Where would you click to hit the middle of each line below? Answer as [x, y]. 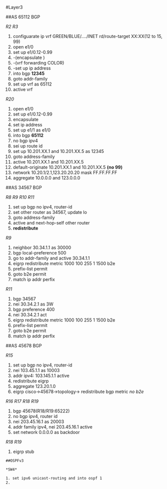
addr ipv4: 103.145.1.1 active [41, 375]
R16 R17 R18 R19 [22, 401]
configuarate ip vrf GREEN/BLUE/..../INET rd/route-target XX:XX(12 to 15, [88, 36]
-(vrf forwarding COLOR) [38, 63]
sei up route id [28, 146]
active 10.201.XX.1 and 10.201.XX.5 [48, 162]
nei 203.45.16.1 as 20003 [38, 421]
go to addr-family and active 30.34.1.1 [51, 258]
